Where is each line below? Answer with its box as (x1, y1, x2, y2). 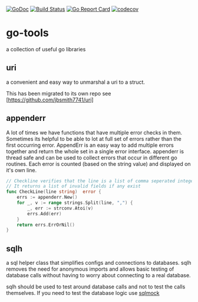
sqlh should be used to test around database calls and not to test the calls (6, 283, 186, 290)
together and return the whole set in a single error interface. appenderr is (6, 147, 184, 155)
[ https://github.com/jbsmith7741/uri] (6, 96, 94, 103)
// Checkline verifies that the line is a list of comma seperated (6, 178, 176, 184)
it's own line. (6, 166, 37, 173)
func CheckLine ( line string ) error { (6, 189, 101, 195)
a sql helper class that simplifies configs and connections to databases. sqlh (6, 260, 192, 267)
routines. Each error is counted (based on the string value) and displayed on (6, 160, 191, 168)
